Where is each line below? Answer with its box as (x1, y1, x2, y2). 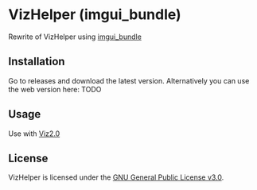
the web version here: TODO (8, 84, 102, 94)
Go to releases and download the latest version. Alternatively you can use (8, 76, 250, 85)
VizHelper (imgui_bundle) (8, 6, 181, 24)
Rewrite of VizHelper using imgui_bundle (8, 32, 142, 41)
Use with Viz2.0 (8, 129, 60, 138)
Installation (8, 55, 65, 68)
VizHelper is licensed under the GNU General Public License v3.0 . (8, 173, 224, 182)
